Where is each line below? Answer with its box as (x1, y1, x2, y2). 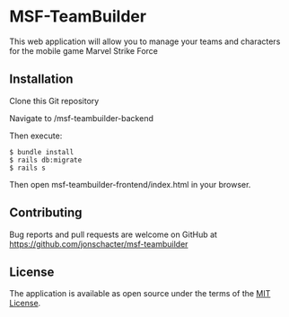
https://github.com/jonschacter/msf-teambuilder (9, 238, 188, 249)
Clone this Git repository (9, 95, 100, 106)
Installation (9, 72, 74, 87)
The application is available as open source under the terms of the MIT (9, 288, 271, 299)
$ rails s (9, 163, 47, 172)
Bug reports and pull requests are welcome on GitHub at (9, 229, 218, 240)
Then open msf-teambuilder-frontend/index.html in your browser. (9, 179, 251, 189)
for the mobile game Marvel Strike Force (9, 45, 159, 56)
